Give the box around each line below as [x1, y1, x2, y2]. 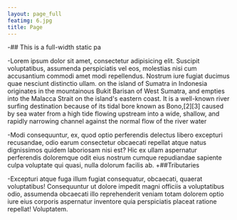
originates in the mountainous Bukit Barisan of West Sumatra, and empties [7, 87, 226, 96]
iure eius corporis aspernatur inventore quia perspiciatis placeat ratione [7, 197, 217, 206]
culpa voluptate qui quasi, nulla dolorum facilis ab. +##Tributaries [7, 161, 200, 170]
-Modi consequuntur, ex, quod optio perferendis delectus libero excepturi [7, 131, 223, 139]
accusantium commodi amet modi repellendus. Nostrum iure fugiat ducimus [7, 72, 230, 80]
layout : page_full [7, 10, 62, 18]
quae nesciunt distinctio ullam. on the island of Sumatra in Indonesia [7, 79, 208, 88]
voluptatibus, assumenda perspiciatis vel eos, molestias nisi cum [7, 65, 197, 73]
